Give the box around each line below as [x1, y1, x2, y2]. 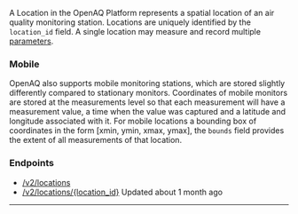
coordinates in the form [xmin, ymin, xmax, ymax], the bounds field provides [9, 125, 285, 136]
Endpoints [9, 157, 55, 170]
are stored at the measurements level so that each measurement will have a [9, 97, 286, 107]
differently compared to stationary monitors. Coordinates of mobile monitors [9, 88, 288, 99]
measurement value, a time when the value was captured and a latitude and [9, 107, 286, 117]
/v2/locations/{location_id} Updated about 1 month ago [21, 186, 223, 197]
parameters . [9, 36, 54, 46]
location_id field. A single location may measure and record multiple [9, 27, 262, 36]
